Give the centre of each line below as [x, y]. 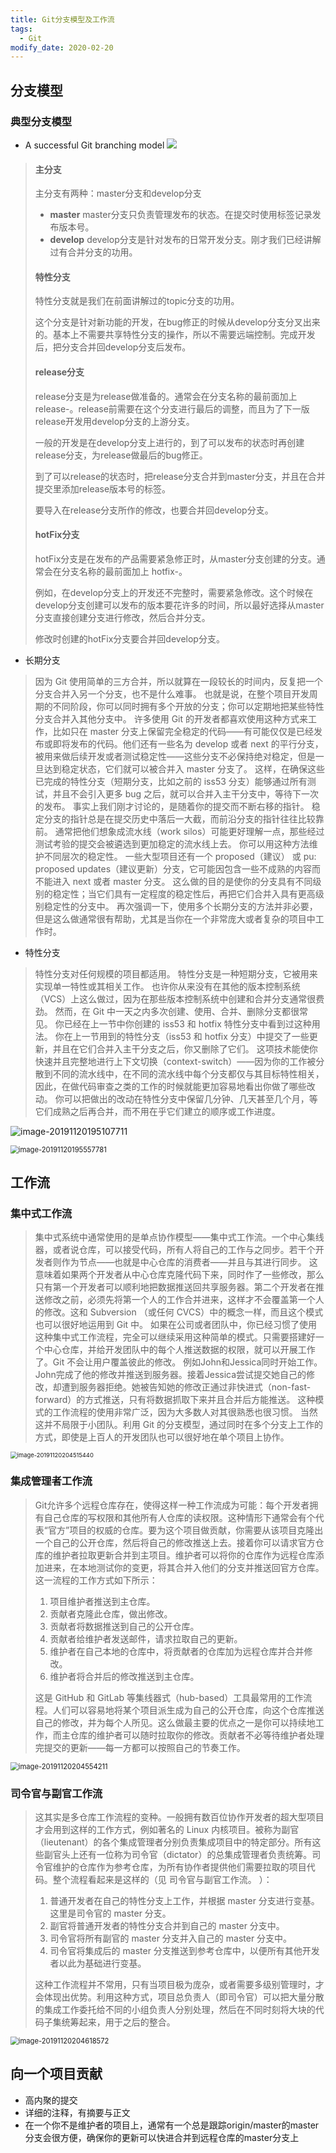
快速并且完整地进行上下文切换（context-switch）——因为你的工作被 [175, 1061]
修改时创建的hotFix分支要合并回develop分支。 [129, 638]
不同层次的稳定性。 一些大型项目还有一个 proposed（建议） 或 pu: [180, 856]
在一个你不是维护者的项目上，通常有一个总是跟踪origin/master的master [172, 2125]
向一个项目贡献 [56, 2074]
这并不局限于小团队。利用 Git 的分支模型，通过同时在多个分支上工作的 [179, 1425]
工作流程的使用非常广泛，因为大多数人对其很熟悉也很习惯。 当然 [185, 1412]
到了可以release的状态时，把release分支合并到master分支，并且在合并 [180, 476]
